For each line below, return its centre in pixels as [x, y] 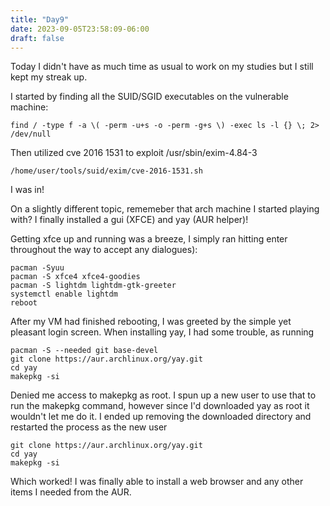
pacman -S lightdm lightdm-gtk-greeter [93, 286]
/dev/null [31, 134]
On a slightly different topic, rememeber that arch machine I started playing [165, 209]
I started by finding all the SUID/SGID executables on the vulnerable [149, 97]
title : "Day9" [40, 19]
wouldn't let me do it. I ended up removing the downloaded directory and [161, 417]
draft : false [37, 38]
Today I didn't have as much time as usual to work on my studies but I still [162, 67]
